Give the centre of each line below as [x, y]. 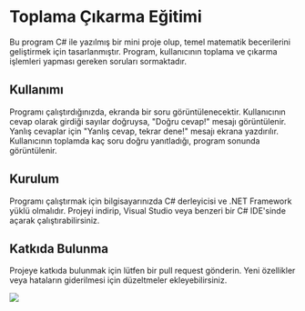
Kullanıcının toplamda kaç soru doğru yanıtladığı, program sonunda [135, 140]
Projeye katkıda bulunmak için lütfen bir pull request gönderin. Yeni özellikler [152, 271]
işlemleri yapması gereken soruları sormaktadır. [98, 61]
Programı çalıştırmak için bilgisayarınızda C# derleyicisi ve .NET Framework [151, 201]
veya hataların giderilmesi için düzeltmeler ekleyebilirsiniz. [118, 280]
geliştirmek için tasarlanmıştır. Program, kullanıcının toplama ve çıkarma [143, 51]
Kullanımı [36, 90]
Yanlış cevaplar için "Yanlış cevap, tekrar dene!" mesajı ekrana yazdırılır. [144, 131]
